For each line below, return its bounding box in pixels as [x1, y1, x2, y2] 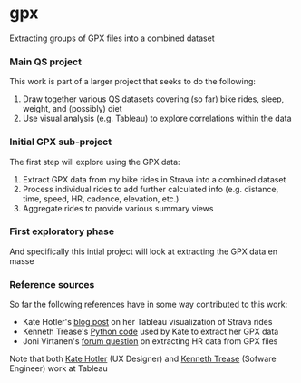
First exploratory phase [9, 225, 115, 238]
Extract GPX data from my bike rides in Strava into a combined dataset [22, 173, 286, 184]
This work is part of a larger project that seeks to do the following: [9, 76, 257, 87]
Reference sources [9, 278, 95, 290]
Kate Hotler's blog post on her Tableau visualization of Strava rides [22, 317, 273, 328]
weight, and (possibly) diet [22, 103, 122, 114]
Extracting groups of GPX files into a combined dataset [9, 33, 215, 44]
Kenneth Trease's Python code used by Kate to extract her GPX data [22, 326, 279, 338]
